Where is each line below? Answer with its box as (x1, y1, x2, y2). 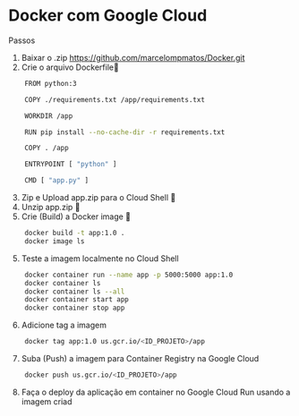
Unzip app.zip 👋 (21, 202, 81, 213)
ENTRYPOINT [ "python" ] (24, 160, 117, 169)
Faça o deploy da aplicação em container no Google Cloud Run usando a (21, 386, 291, 397)
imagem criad (21, 395, 73, 407)
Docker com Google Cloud (8, 5, 208, 26)
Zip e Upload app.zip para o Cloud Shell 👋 (21, 192, 176, 203)
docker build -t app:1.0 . (24, 229, 125, 238)
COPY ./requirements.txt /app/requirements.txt (24, 95, 205, 104)
